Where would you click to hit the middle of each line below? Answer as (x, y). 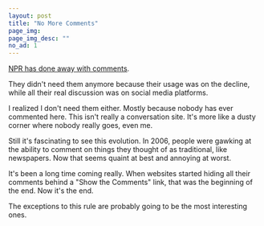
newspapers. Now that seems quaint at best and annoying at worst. (120, 158)
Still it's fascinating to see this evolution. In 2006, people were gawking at (130, 141)
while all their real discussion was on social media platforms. (108, 92)
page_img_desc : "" (39, 38)
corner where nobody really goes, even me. (81, 125)
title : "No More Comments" (53, 23)
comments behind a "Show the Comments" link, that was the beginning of (130, 183)
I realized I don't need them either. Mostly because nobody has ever (121, 109)
